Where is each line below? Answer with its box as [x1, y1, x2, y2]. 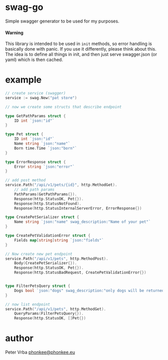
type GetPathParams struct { [5, 113, 66, 119]
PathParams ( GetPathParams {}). [14, 192, 77, 197]
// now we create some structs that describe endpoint [5, 104, 122, 109]
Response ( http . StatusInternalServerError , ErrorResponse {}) [14, 206, 142, 211]
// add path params [14, 187, 55, 192]
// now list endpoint [5, 302, 50, 307]
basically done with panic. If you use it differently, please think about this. [5, 46, 156, 52]
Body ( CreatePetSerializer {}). [14, 261, 77, 266]
